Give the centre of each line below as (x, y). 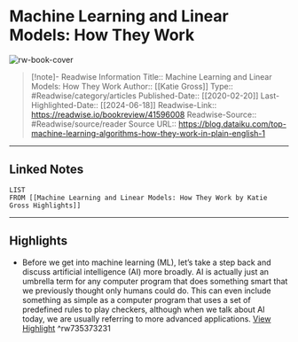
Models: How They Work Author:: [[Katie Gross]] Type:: (132, 86)
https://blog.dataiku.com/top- (232, 124)
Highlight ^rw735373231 (66, 328)
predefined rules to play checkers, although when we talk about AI (143, 309)
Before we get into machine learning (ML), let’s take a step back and (147, 262)
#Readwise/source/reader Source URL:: (104, 124)
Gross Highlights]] (45, 206)
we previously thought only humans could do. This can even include (146, 291)
